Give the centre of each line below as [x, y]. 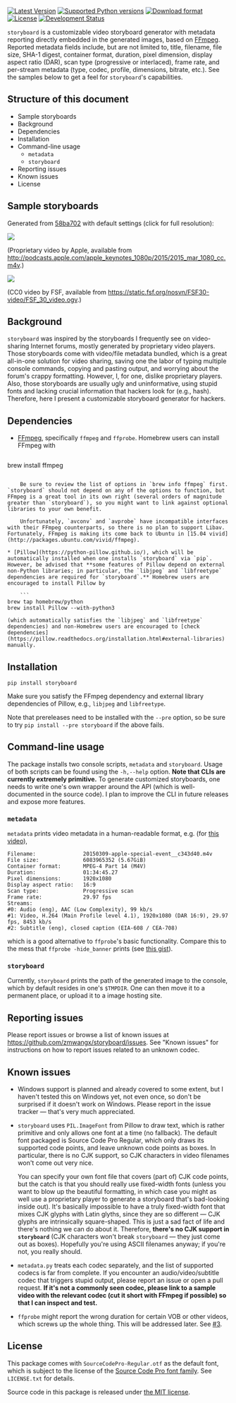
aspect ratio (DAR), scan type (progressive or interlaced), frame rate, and [113, 62]
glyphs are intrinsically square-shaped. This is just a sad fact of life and [121, 1221]
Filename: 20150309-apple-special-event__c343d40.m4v [110, 854]
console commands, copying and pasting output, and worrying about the [113, 369]
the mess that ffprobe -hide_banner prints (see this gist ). [90, 949]
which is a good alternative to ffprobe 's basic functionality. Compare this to [117, 941]
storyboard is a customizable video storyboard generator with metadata [112, 32]
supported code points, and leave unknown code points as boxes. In [117, 1148]
